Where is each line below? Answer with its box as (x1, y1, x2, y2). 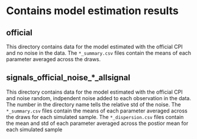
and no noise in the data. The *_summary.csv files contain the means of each (6, 49, 191, 57)
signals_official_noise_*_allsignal (6, 72, 131, 83)
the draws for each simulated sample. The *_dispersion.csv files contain (6, 113, 184, 120)
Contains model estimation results (6, 4, 179, 18)
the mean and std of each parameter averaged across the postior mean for (6, 120, 189, 127)
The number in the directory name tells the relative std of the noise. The (6, 101, 182, 108)
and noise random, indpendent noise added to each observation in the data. (6, 94, 191, 101)
